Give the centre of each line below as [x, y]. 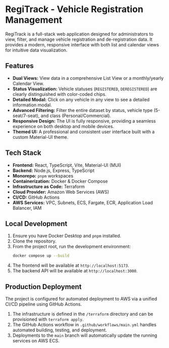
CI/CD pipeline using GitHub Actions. [44, 304]
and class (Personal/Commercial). [76, 115]
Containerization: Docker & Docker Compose [60, 181]
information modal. [32, 105]
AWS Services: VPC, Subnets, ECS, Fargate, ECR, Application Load [82, 202]
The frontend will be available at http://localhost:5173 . [71, 265]
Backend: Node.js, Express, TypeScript [53, 170]
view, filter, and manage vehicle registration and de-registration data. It [79, 39]
